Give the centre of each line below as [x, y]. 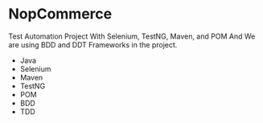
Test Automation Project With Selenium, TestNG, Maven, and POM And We [132, 36]
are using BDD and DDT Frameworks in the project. [93, 44]
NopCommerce [60, 14]
